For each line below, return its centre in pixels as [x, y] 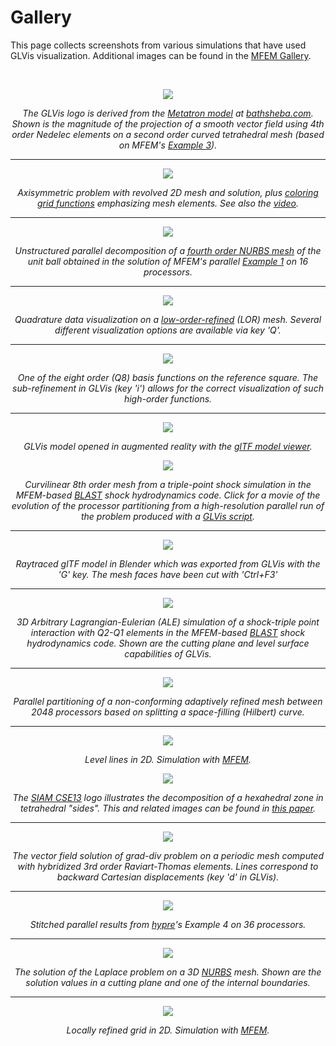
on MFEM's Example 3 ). [168, 145]
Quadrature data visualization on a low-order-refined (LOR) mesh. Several [168, 319]
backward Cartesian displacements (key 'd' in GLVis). [168, 877]
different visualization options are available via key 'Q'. [168, 330]
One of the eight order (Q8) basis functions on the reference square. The [168, 377]
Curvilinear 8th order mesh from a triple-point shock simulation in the [168, 484]
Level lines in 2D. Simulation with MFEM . [168, 759]
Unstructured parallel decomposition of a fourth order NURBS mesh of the [168, 250]
